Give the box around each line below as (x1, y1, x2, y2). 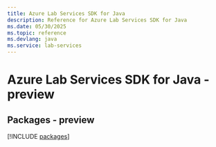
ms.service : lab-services (7, 42, 82, 49)
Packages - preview (7, 114, 95, 126)
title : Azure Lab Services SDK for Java (7, 10, 126, 17)
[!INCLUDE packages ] (7, 133, 70, 140)
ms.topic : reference (7, 29, 67, 37)
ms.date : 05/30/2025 (7, 23, 67, 30)
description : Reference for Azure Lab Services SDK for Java (7, 17, 188, 23)
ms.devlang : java (7, 36, 57, 43)
